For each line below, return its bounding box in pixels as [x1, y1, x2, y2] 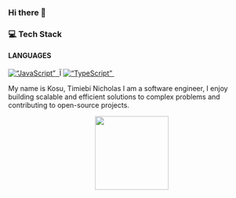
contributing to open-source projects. [8, 101, 129, 110]
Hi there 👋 [8, 7, 47, 18]
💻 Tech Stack [8, 28, 63, 39]
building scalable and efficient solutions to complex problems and [8, 92, 221, 101]
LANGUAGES [8, 51, 52, 60]
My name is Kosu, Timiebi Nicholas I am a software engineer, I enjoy [8, 84, 229, 93]
